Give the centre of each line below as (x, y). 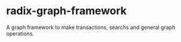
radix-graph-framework (66, 11)
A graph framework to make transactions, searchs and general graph (91, 27)
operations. (20, 33)
